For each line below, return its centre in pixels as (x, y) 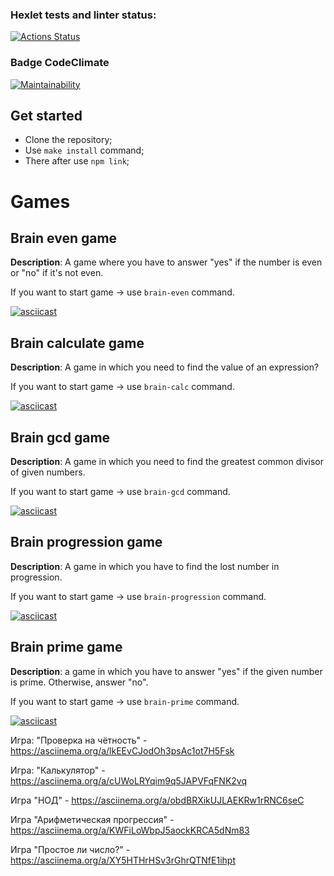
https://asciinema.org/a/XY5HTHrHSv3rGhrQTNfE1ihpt (123, 860)
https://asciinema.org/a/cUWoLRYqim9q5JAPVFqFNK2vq (128, 780)
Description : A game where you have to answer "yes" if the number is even (166, 262)
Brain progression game (86, 542)
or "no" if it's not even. (57, 273)
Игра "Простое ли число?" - (70, 849)
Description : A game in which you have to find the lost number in (145, 566)
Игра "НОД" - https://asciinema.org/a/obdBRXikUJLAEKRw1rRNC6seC (157, 800)
